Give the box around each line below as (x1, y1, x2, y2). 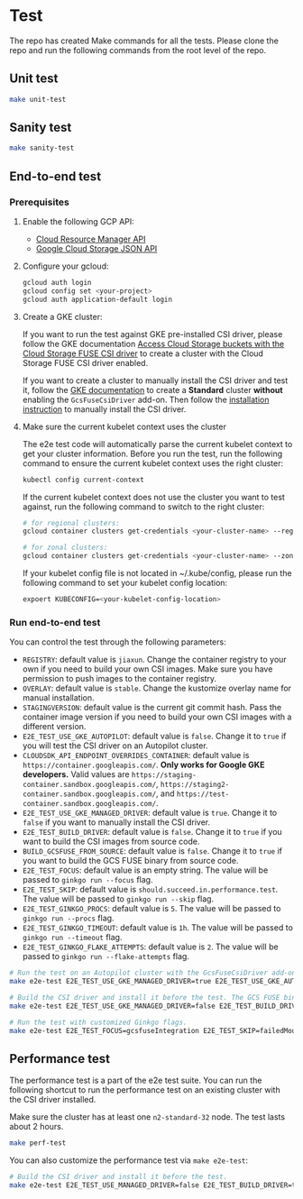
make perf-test (9, 1139, 67, 1148)
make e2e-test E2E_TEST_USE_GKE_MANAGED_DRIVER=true (9, 977, 212, 986)
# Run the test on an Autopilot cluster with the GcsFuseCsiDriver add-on (9, 968, 297, 978)
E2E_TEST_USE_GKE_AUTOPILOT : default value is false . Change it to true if (22, 731, 287, 742)
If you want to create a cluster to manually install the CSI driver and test (22, 375, 289, 386)
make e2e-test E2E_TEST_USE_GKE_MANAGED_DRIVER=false (9, 1002, 216, 1011)
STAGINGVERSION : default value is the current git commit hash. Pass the (22, 702, 282, 713)
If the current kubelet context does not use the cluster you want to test (22, 491, 286, 502)
